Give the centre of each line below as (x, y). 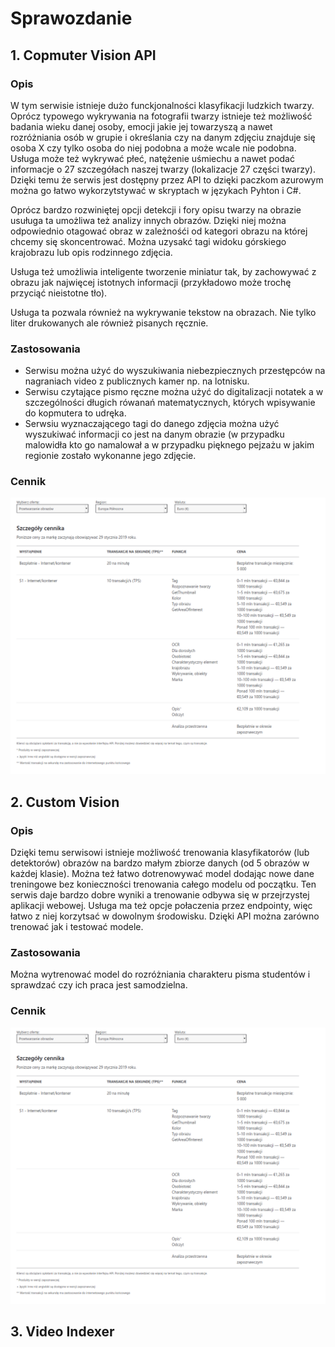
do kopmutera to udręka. (75, 413)
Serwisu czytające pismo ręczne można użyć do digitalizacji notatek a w (174, 392)
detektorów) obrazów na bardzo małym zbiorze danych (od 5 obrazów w (160, 863)
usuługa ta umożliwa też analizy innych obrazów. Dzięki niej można (148, 220)
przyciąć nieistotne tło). (59, 293)
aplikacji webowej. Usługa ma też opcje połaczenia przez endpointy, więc (161, 906)
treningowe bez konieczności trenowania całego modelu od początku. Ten (163, 884)
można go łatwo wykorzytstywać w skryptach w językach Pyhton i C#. (156, 190)
